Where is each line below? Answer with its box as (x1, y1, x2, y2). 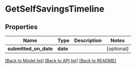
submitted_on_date (7, 45, 53, 52)
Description (74, 37, 102, 44)
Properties (5, 23, 38, 31)
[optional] (106, 45, 129, 52)
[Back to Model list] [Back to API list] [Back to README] (5, 58, 117, 64)
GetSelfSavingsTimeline (5, 3, 104, 15)
